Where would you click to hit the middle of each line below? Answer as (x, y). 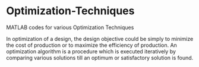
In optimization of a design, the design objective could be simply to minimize (100, 39)
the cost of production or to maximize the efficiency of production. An (91, 45)
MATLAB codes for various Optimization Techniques (70, 27)
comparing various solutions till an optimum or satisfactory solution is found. (100, 58)
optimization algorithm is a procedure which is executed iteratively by (91, 51)
